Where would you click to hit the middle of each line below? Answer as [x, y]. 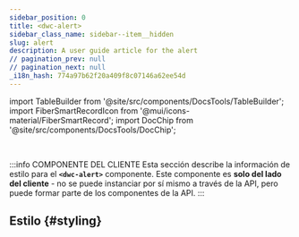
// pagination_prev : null [57, 59]
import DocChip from [154, 120]
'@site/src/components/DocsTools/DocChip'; [93, 130]
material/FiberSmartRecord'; [62, 120]
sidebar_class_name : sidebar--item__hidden [92, 34]
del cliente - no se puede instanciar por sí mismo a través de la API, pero [144, 183]
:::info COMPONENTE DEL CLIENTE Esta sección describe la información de [150, 164]
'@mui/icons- [165, 110]
